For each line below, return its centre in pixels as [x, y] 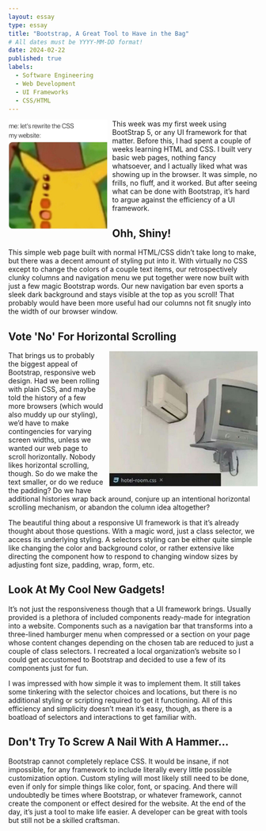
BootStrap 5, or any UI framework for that [179, 133]
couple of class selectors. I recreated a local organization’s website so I [125, 651]
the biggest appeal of [43, 364]
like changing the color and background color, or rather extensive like [122, 548]
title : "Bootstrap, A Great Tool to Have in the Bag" [99, 33]
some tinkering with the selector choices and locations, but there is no [123, 691]
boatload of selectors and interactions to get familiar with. [103, 717]
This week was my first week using [169, 124]
